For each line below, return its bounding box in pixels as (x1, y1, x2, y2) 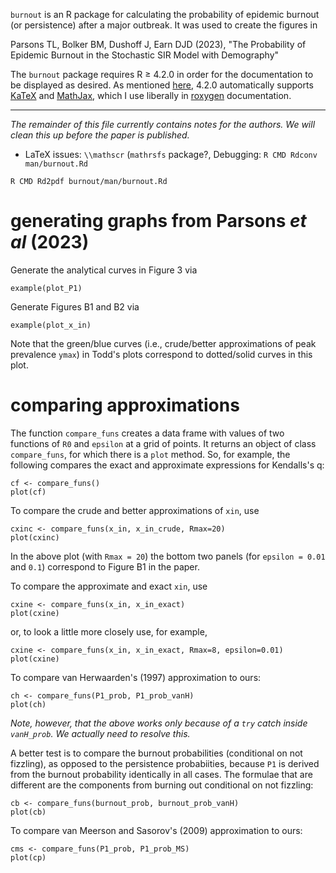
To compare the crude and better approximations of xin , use (10, 504, 260, 516)
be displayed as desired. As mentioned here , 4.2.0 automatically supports (10, 79, 314, 91)
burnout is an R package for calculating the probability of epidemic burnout (10, 9, 320, 20)
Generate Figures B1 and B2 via (10, 300, 140, 313)
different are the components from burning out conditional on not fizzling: (10, 779, 314, 791)
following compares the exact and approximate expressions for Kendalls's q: (10, 459, 325, 471)
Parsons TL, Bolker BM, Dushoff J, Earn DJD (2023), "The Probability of (10, 39, 307, 50)
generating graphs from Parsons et (10, 210, 307, 233)
